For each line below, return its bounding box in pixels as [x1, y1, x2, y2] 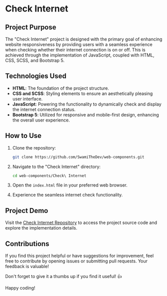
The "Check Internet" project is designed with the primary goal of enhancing [5, 36, 163, 42]
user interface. [12, 95, 43, 101]
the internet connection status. [12, 106, 76, 112]
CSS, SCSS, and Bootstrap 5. [5, 57, 65, 63]
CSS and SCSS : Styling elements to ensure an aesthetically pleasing [12, 90, 153, 96]
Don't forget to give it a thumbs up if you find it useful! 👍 [5, 273, 122, 279]
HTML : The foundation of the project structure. [12, 85, 109, 91]
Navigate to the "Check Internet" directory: [12, 163, 101, 169]
